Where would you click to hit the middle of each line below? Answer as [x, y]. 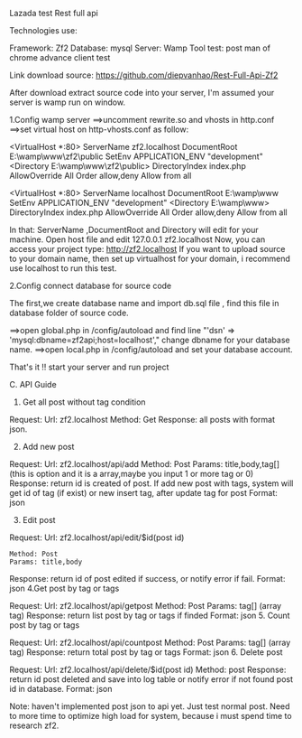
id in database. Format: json [61, 689]
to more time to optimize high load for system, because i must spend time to [151, 716]
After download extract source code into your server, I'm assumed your [142, 93]
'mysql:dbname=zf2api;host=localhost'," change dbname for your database [150, 340]
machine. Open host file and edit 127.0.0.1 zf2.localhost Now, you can [137, 239]
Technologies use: [44, 30]
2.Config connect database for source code [91, 285]
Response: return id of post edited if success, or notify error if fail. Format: [147, 579]
